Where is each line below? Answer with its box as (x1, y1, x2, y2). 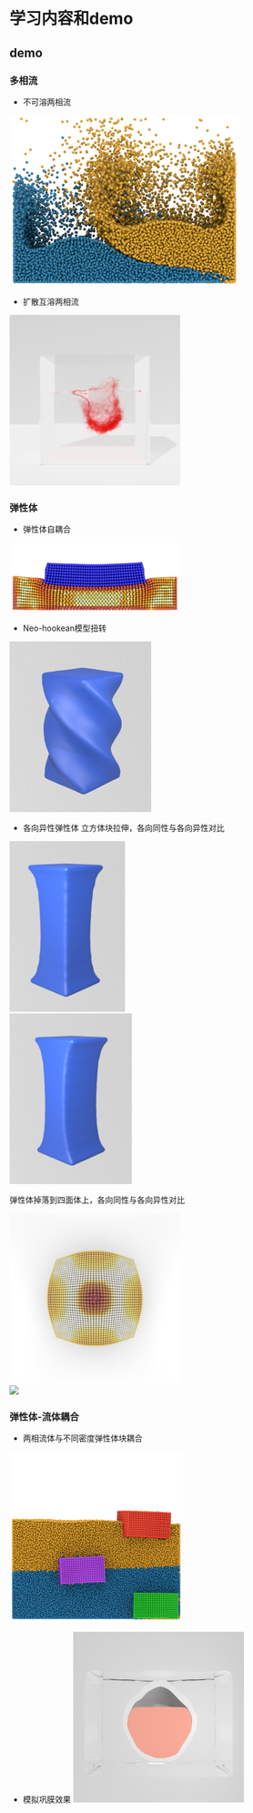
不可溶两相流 (22, 96, 71, 107)
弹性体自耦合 (22, 524, 71, 535)
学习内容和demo (9, 8, 134, 29)
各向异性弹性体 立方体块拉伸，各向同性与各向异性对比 (22, 822, 225, 833)
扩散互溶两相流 (22, 296, 79, 307)
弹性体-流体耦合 (9, 1410, 80, 1423)
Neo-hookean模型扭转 (22, 623, 107, 633)
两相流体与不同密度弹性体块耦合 (22, 1433, 143, 1443)
